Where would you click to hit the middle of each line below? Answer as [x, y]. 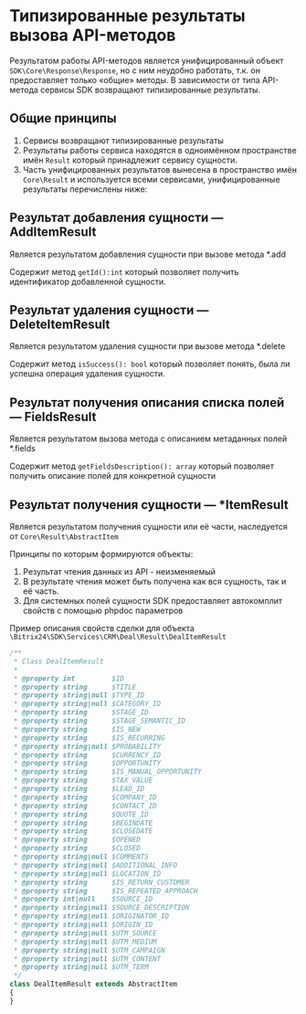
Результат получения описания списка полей [147, 402]
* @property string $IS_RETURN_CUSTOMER [101, 882]
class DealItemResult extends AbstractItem [94, 984]
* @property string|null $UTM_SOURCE [85, 933]
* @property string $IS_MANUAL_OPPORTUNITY [108, 772]
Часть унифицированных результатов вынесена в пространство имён [160, 169]
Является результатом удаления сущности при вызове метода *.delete [148, 346]
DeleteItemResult [60, 324]
